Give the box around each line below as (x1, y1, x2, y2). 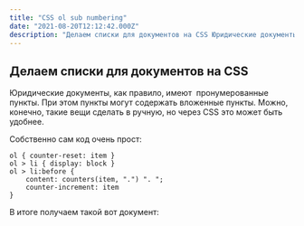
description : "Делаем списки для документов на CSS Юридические (9, 30, 257, 39)
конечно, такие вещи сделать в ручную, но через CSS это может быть (9, 107, 283, 118)
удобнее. (9, 117, 44, 127)
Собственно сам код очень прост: (9, 134, 142, 145)
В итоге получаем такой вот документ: (9, 207, 160, 218)
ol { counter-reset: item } (9, 151, 116, 161)
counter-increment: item (25, 183, 119, 193)
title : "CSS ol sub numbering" (9, 13, 128, 23)
